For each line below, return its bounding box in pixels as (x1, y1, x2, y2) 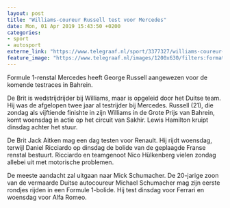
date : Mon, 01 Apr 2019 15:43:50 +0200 (7, 23, 121, 29)
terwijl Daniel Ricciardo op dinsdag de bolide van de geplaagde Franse (7, 143, 206, 151)
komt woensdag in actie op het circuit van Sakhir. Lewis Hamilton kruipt (7, 116, 209, 124)
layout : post (7, 10, 44, 17)
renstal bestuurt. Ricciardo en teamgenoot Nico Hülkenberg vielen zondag (7, 151, 216, 159)
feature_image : (7, 55, 51, 62)
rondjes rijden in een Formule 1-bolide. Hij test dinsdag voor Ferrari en (7, 185, 205, 194)
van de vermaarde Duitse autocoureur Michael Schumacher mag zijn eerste (7, 179, 220, 187)
